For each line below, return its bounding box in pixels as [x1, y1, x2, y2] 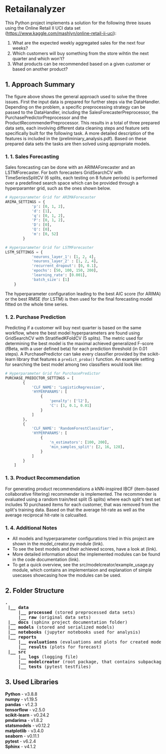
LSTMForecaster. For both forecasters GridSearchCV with [5, 169, 123, 176]
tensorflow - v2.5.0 [5, 707, 45, 713]
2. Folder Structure [5, 587, 64, 595]
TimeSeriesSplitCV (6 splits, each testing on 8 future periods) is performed [5, 175, 158, 181]
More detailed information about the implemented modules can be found [12, 551, 161, 557]
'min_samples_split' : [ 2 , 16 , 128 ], [49, 444, 125, 449]
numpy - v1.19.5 [5, 696, 38, 702]
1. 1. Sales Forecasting [5, 153, 59, 160]
